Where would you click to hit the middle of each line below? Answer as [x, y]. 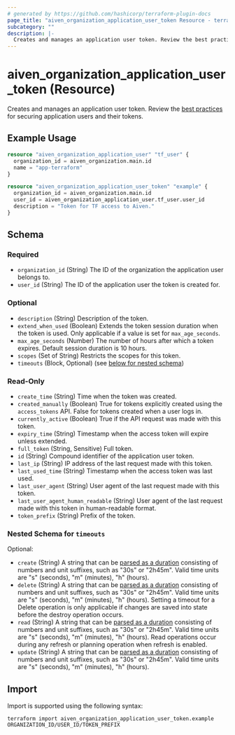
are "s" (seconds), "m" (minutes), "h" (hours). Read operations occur [117, 637]
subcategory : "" [31, 27]
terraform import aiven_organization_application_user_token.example [111, 719]
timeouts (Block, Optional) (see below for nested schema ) [100, 363]
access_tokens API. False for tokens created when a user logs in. [110, 412]
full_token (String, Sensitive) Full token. [75, 449]
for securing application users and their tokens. [75, 116]
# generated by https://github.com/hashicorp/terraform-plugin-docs [109, 14]
